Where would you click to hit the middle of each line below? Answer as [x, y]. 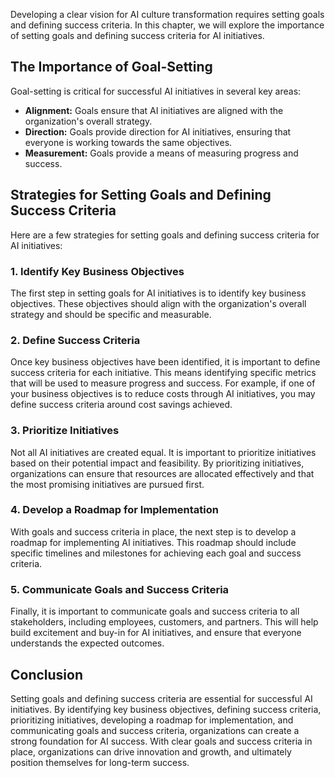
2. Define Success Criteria [75, 340]
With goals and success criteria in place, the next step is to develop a [153, 531]
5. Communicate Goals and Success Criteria [120, 589]
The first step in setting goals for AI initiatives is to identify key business [158, 293]
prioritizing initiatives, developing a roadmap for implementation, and [152, 720]
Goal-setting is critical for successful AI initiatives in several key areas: [156, 91]
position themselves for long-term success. [100, 762]
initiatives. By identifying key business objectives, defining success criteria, [166, 709]
